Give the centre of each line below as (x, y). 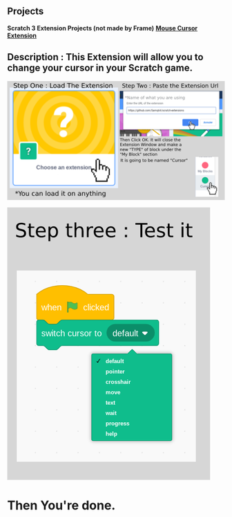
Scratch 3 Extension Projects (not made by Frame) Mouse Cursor (103, 28)
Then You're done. (61, 506)
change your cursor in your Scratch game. (100, 68)
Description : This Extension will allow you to (105, 57)
